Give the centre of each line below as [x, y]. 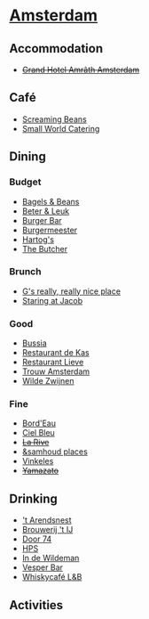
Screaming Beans [54, 119]
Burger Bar [42, 220]
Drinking [33, 498]
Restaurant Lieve [53, 362]
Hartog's [38, 239]
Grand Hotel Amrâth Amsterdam [81, 69]
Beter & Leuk [45, 211]
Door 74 [37, 539]
